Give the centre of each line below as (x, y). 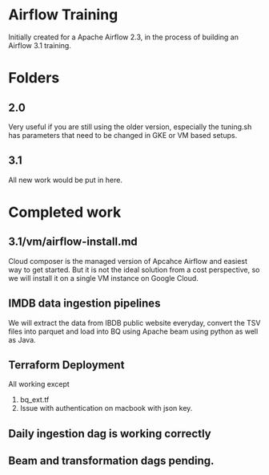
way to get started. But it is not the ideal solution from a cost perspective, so (134, 270)
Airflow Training (63, 15)
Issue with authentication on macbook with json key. (106, 408)
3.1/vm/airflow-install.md (73, 242)
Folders (34, 78)
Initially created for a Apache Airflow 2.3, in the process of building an (123, 37)
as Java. (22, 339)
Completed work (65, 212)
